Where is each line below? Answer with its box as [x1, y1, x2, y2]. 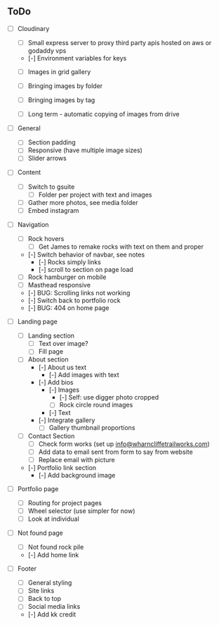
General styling [27, 578, 72, 587]
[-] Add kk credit [27, 610, 76, 619]
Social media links [27, 602, 81, 611]
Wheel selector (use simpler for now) [27, 507, 135, 515]
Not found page [17, 528, 63, 537]
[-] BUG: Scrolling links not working [27, 289, 131, 297]
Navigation [17, 220, 49, 228]
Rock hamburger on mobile [27, 273, 107, 281]
